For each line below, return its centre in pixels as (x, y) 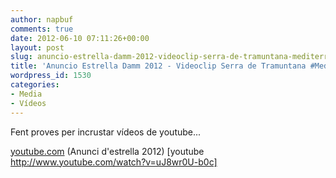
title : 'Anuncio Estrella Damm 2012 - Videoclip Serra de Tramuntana (158, 66)
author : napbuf (42, 19)
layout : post (37, 47)
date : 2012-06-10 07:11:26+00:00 (80, 38)
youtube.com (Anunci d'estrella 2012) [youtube (107, 151)
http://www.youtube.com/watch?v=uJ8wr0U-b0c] (114, 162)
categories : (35, 85)
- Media (26, 94)
